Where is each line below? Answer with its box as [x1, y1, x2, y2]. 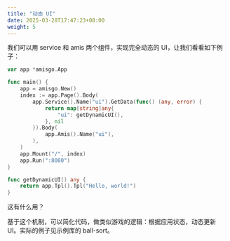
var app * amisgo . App [7, 66, 68, 74]
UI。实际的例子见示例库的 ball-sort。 [7, 226, 114, 235]
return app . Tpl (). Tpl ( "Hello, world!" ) [20, 183, 137, 190]
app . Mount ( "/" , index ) [20, 150, 86, 158]
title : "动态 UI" [7, 10, 56, 18]
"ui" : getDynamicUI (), [57, 111, 124, 118]
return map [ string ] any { [44, 104, 114, 112]
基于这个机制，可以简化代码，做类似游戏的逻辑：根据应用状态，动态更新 [7, 218, 216, 226]
